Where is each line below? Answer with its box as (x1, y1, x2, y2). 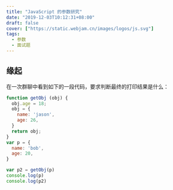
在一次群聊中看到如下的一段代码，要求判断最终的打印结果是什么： (6, 83, 169, 90)
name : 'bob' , (11, 145, 44, 151)
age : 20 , (11, 150, 34, 156)
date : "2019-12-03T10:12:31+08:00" (6, 14, 95, 20)
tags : (6, 31, 20, 37)
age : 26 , (17, 117, 39, 123)
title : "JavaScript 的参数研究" (6, 8, 83, 15)
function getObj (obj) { (6, 95, 68, 101)
